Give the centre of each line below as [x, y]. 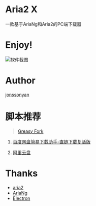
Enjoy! [19, 45]
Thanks [22, 173]
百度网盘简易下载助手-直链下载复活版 [52, 141]
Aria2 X [22, 9]
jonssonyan [17, 95]
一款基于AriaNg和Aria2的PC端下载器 [43, 24]
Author [20, 81]
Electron [21, 198]
